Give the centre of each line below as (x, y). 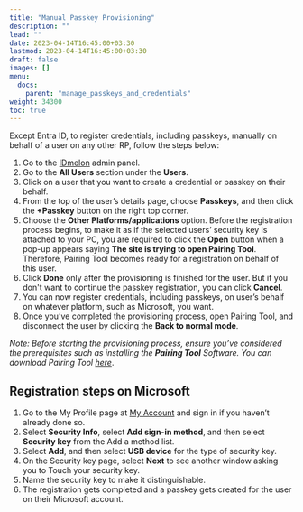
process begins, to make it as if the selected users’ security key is (145, 230)
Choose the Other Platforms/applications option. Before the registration (157, 220)
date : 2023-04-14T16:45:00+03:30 (72, 43)
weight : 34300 (36, 102)
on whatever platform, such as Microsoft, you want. (118, 307)
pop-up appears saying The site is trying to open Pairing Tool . (139, 249)
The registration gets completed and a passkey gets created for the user (157, 489)
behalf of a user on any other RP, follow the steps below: (115, 145)
